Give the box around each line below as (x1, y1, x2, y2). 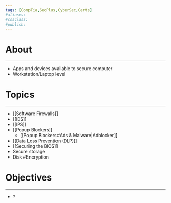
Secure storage (12, 149, 45, 155)
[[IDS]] (12, 116, 27, 122)
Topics (5, 89, 35, 100)
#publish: (5, 21, 26, 27)
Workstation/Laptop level (12, 71, 66, 77)
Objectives (5, 172, 52, 184)
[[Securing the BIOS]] (12, 143, 58, 149)
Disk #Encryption (12, 154, 49, 160)
